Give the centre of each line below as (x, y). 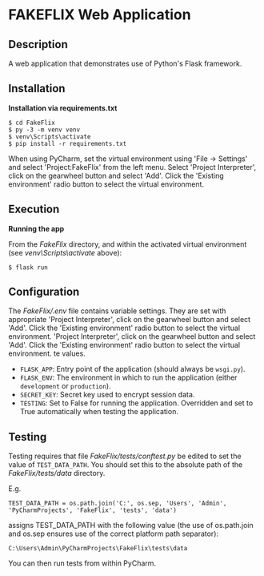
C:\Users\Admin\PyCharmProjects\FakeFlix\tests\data (98, 549)
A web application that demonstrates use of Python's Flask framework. (125, 63)
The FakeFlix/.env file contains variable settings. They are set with (117, 311)
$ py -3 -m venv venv (44, 130)
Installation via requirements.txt (63, 108)
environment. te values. (47, 353)
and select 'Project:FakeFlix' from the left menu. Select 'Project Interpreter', (132, 167)
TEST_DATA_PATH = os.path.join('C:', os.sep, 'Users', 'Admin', (118, 503)
